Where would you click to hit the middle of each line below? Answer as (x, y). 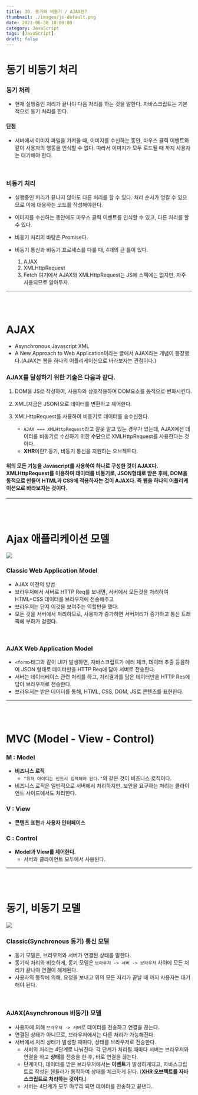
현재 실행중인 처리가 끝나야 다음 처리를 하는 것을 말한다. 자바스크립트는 (95, 104)
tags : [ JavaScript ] (30, 34)
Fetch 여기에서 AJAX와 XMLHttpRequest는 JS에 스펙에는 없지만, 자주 (105, 275)
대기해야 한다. (37, 155)
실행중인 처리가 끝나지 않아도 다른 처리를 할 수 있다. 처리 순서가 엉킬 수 (95, 197)
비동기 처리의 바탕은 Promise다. (51, 237)
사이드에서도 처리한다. (51, 793)
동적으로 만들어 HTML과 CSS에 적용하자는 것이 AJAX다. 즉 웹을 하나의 (87, 480)
